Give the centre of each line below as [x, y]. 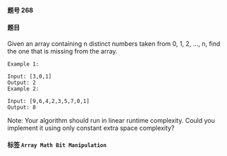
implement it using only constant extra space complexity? [91, 128]
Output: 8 [22, 107]
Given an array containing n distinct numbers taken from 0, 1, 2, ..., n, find [114, 43]
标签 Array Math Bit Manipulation [57, 145]
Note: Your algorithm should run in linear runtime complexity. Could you [111, 120]
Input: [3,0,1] [30, 76]
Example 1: [23, 64]
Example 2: [23, 89]
